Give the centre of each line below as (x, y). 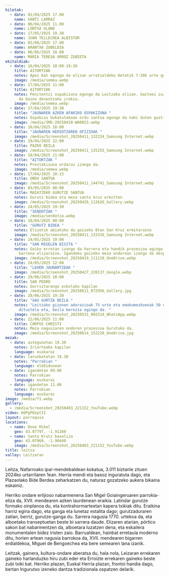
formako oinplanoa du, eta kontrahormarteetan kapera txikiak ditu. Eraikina (82, 506)
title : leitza (20, 451)
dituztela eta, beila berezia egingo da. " (65, 310)
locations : (17, 422)
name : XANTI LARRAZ (35, 19)
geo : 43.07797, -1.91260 (40, 431)
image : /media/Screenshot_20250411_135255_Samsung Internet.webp (84, 151)
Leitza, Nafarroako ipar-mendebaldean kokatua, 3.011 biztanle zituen (76, 469)
